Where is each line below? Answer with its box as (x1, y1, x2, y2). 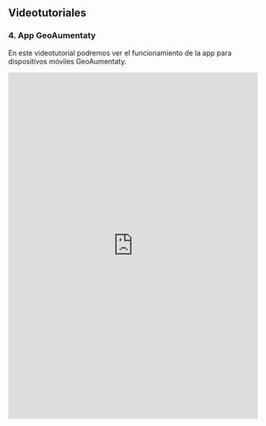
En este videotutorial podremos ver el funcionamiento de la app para (8, 48, 232, 58)
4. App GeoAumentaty (8, 30, 97, 41)
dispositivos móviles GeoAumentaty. (8, 56, 127, 66)
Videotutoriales (8, 6, 87, 20)
